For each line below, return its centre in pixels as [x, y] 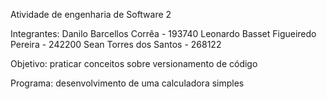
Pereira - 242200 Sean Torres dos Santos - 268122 [116, 44]
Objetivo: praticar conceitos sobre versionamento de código [134, 63]
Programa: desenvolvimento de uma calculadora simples [127, 83]
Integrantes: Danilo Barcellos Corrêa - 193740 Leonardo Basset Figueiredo [163, 33]
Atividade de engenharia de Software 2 [91, 14]
